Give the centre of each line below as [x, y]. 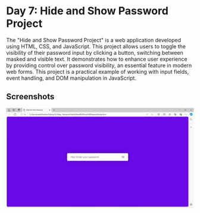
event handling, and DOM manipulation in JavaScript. [71, 78]
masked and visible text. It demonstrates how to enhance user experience [97, 59]
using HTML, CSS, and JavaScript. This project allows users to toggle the [96, 46]
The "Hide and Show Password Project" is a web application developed [94, 40]
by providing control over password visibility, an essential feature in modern [99, 65]
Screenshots [30, 97]
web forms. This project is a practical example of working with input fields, [98, 71]
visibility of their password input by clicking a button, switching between [95, 52]
